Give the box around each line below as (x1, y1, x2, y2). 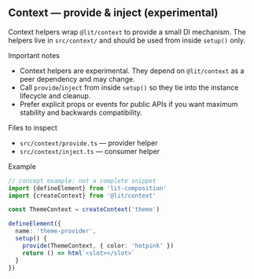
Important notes (8, 50, 61, 60)
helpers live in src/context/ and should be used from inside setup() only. (8, 35, 246, 45)
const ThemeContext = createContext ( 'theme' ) (8, 206, 160, 214)
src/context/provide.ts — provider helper (19, 138, 158, 148)
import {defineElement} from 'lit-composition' (8, 184, 167, 192)
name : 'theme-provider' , (15, 227, 97, 235)
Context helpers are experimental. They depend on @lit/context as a (19, 66, 245, 75)
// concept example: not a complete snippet (8, 177, 156, 185)
